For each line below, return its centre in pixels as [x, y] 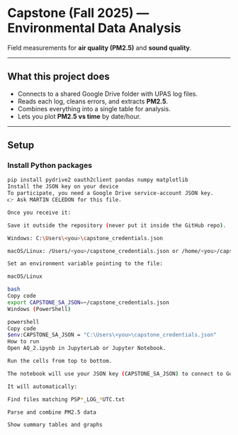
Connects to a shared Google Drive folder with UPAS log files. [108, 94]
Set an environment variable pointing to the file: [85, 264]
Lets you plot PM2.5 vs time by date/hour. [79, 116]
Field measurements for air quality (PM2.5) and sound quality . [100, 47]
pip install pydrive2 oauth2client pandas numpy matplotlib [98, 180]
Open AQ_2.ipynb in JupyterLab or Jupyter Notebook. [87, 349]
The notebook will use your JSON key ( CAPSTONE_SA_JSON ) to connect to [115, 373]
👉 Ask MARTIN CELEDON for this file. [64, 200]
